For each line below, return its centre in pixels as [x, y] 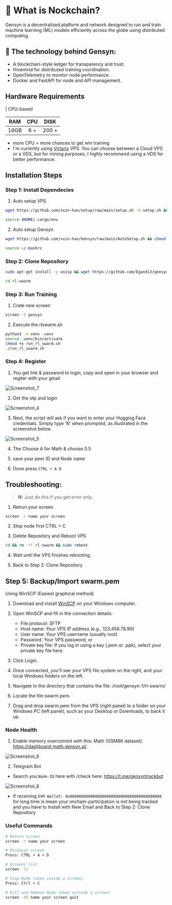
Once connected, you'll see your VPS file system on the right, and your [88, 671]
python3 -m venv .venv [29, 334]
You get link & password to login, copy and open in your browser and [85, 373]
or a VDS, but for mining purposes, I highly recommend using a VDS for [88, 154]
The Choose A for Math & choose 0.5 [52, 449]
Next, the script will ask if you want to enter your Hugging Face [79, 418]
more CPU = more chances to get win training [61, 143]
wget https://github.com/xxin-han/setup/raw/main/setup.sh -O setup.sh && [87, 210]
